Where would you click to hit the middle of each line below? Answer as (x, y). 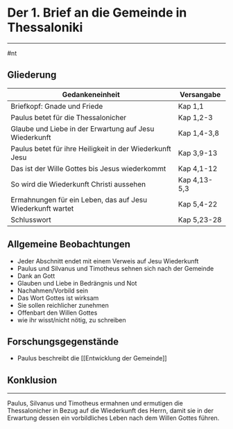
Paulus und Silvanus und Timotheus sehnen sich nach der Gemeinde (115, 268)
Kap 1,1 (191, 106)
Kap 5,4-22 (198, 204)
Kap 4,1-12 (198, 168)
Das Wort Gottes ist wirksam (58, 298)
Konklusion (32, 380)
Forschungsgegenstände (63, 341)
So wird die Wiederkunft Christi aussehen (78, 184)
